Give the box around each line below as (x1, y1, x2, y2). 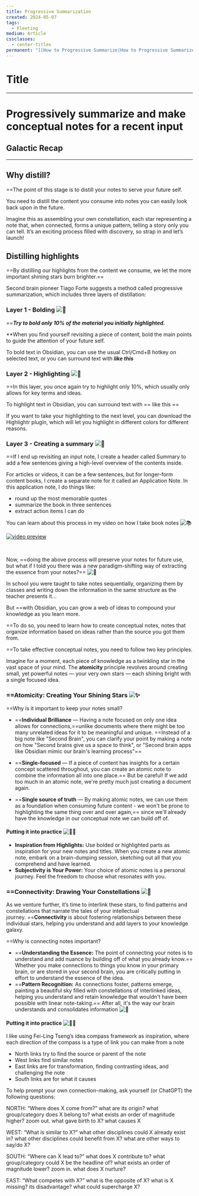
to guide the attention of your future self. (6, 337, 105, 344)
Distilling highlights (6, 251, 79, 261)
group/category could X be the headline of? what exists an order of (6, 1159, 171, 1166)
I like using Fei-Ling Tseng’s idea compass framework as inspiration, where (6, 1033, 190, 1040)
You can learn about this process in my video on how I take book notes (6, 520, 179, 527)
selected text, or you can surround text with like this (6, 355, 134, 362)
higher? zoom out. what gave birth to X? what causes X (6, 1117, 141, 1124)
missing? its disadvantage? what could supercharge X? (6, 1183, 140, 1191)
